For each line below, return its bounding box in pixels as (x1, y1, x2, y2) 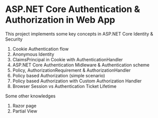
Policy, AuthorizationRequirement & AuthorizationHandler (12, 67, 131, 73)
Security (5, 36, 23, 42)
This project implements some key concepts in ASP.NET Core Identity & (5, 31, 153, 37)
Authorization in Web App (5, 14, 115, 26)
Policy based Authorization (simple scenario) (12, 72, 105, 78)
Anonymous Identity (12, 51, 54, 57)
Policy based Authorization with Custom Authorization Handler (12, 78, 142, 84)
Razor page (12, 102, 37, 108)
